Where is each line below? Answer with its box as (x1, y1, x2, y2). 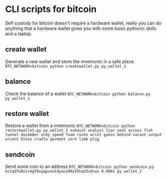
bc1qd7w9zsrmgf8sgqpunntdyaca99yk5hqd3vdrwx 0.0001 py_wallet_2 (5, 169, 142, 174)
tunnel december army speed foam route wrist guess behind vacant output (5, 132, 162, 137)
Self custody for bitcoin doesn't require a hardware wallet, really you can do (5, 20, 161, 26)
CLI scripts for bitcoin (5, 3, 96, 15)
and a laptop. (5, 30, 32, 36)
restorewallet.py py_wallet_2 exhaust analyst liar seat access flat (5, 128, 153, 133)
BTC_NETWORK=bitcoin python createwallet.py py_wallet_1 (5, 63, 126, 68)
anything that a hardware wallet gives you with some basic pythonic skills (5, 25, 156, 31)
